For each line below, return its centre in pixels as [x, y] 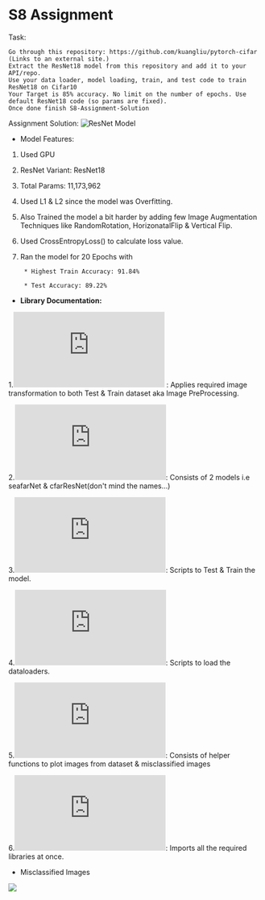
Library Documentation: [61, 301]
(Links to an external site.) [59, 59]
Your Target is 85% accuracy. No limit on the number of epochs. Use [128, 94]
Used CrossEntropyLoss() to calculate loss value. [101, 241]
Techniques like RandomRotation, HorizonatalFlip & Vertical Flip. [126, 225]
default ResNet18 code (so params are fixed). [88, 101]
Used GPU [37, 154]
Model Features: [47, 139]
